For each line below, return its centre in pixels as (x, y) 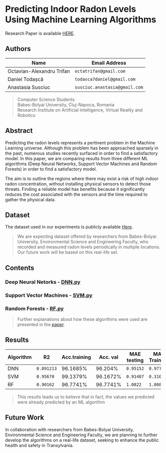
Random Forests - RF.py (35, 309)
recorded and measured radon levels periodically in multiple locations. (89, 247)
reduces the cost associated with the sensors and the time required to (76, 194)
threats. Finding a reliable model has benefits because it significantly (75, 189)
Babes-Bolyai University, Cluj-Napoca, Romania (66, 104)
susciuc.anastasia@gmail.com (109, 87)
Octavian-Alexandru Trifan (39, 71)
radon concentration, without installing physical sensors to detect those (78, 183)
